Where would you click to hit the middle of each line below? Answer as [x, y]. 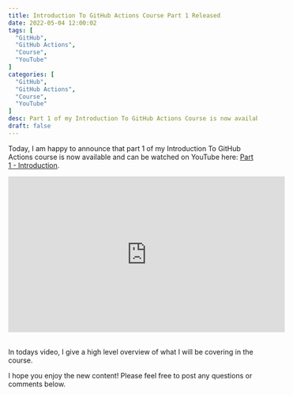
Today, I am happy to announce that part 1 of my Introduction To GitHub [124, 148]
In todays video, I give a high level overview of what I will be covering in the [131, 351]
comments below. [37, 384]
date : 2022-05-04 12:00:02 [53, 23]
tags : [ [21, 30]
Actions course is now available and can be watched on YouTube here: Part [131, 157]
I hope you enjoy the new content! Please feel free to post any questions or [130, 375]
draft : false [30, 126]
